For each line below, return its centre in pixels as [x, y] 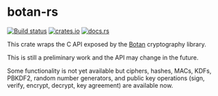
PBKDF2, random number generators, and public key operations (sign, [106, 78]
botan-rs [33, 12]
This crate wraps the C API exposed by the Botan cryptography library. [107, 44]
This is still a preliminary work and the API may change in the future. [103, 57]
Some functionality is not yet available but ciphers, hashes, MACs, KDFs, [109, 71]
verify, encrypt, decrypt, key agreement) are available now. [90, 85]
